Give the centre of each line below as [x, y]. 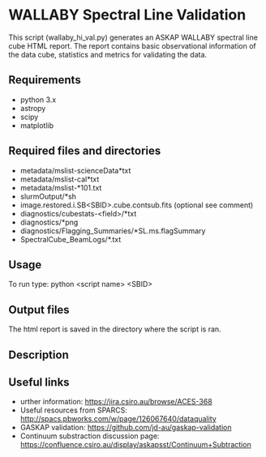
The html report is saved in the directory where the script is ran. [115, 329]
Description [39, 354]
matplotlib [37, 125]
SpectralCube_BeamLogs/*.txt [71, 239]
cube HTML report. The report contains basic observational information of [133, 45]
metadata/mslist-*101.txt [61, 187]
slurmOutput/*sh [48, 196]
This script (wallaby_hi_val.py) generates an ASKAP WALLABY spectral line [133, 37]
